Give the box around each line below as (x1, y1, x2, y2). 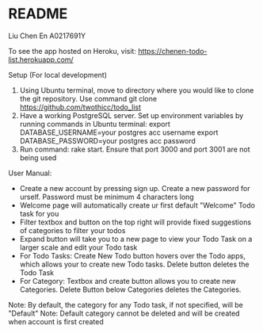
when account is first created (8, 316, 105, 326)
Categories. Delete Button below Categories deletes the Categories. (19, 285, 242, 294)
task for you (19, 209, 59, 218)
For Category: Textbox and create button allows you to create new (19, 276, 236, 285)
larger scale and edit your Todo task (19, 243, 138, 252)
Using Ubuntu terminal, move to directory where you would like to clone (19, 85, 254, 95)
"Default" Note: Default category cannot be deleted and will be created (8, 308, 240, 318)
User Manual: (8, 168, 52, 178)
